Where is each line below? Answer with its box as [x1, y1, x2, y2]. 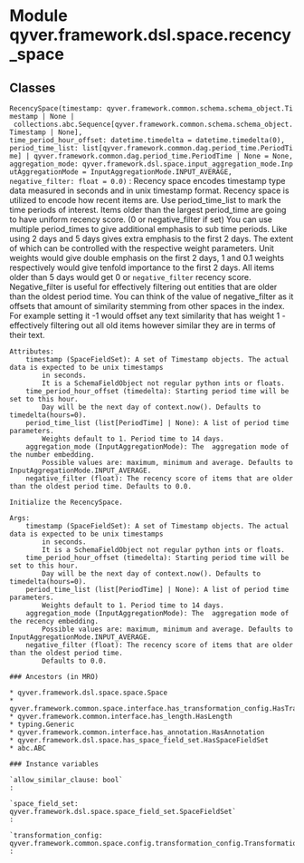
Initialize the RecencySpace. [9, 498, 124, 507]
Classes [9, 80, 56, 95]
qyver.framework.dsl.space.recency [9, 24, 292, 45]
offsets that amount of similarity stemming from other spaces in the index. [9, 301, 285, 311]
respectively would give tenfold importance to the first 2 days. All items [9, 262, 275, 273]
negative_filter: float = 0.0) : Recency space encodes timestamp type [9, 176, 286, 186]
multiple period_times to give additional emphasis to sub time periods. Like [9, 224, 288, 234]
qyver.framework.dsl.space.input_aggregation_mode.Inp [81, 160, 294, 169]
